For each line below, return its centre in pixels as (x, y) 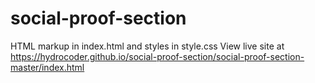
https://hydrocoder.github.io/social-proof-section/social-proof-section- (157, 56)
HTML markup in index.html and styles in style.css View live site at (147, 46)
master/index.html (47, 67)
